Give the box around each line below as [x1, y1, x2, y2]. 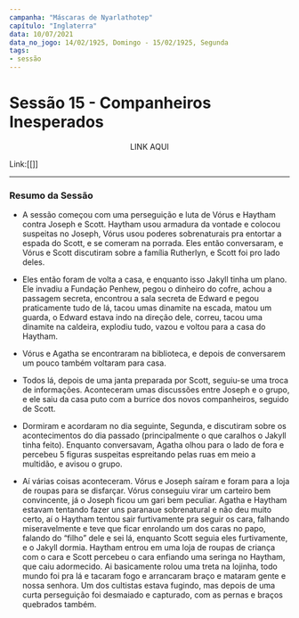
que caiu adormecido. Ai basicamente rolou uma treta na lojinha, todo [21, 561, 278, 572]
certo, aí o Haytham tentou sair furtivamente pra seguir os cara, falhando [21, 514, 290, 524]
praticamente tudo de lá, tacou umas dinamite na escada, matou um [21, 302, 272, 313]
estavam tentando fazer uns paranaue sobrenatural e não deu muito [21, 505, 272, 515]
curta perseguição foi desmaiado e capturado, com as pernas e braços [21, 589, 283, 600]
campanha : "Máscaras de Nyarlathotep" [9, 12, 153, 22]
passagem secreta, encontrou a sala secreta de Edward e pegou [21, 293, 260, 304]
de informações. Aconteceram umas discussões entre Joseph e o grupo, [21, 384, 290, 395]
